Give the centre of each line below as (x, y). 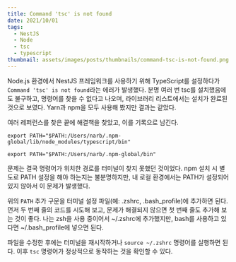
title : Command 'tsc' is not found (60, 14)
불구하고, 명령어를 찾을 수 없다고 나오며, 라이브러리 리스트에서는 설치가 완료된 (121, 98)
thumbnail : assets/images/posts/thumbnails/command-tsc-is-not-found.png (118, 60)
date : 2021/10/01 (33, 20)
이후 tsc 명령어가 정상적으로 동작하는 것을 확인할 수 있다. (95, 251)
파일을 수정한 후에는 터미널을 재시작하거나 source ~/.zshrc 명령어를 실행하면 (114, 242)
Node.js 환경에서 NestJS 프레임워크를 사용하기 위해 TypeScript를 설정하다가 (114, 81)
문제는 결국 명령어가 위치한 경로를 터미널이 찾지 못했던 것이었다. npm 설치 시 (112, 168)
